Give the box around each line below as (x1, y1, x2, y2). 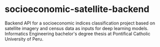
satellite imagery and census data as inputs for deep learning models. (5, 25, 149, 31)
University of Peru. (5, 36, 44, 42)
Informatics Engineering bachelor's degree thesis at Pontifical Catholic (5, 30, 151, 36)
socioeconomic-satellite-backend (5, 3, 149, 15)
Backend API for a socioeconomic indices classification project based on (5, 20, 155, 26)
